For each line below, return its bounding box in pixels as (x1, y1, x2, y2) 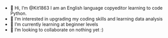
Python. (10, 10, 27, 16)
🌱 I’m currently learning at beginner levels (10, 21, 98, 27)
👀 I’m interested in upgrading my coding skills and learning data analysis (10, 16, 163, 22)
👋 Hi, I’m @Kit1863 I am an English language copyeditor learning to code (10, 5, 163, 11)
